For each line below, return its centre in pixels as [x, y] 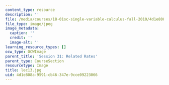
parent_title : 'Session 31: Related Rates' [52, 56]
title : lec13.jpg [23, 70]
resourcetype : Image [27, 65]
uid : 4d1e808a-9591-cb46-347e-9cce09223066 [52, 75]
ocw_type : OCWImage [26, 51]
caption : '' [22, 33]
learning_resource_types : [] [36, 47]
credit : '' [21, 38]
